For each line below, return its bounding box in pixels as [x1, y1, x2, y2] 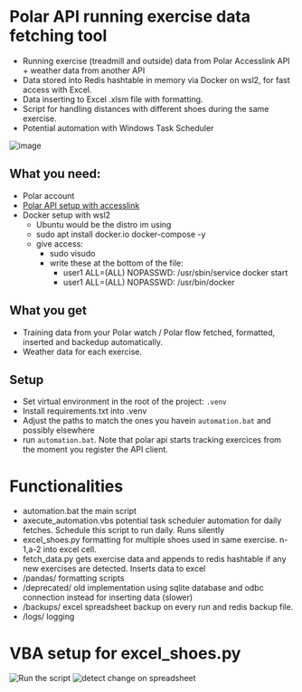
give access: [35, 238, 84, 249]
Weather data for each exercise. [22, 346, 143, 357]
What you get [9, 303, 88, 318]
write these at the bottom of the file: [49, 257, 184, 268]
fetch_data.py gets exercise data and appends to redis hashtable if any [22, 554, 287, 565]
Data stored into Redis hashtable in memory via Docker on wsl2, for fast [22, 74, 291, 85]
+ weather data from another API [22, 65, 146, 76]
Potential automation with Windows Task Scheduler [22, 122, 214, 133]
